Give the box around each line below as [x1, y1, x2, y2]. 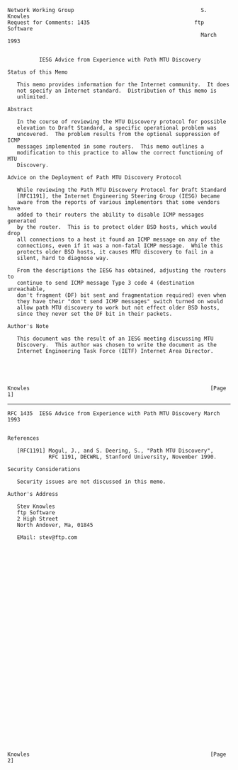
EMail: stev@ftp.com [16, 534, 78, 541]
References [7, 435, 40, 442]
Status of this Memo [7, 69, 69, 76]
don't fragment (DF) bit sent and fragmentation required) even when [16, 292, 227, 299]
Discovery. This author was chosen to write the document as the [16, 341, 217, 349]
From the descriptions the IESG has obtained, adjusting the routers [16, 267, 227, 274]
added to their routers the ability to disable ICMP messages [16, 211, 204, 218]
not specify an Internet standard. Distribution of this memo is [16, 87, 217, 94]
